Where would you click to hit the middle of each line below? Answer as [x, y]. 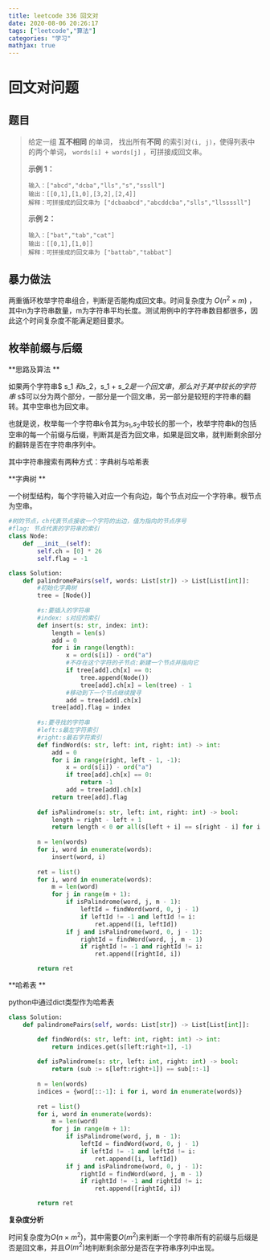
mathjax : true [32, 46]
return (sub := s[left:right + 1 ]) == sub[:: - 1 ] [131, 1070]
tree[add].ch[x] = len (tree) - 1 [136, 685]
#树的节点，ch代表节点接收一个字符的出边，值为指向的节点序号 [98, 522]
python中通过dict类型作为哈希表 [61, 1002]
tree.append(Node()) [115, 677]
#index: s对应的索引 [69, 618]
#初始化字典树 [57, 588]
